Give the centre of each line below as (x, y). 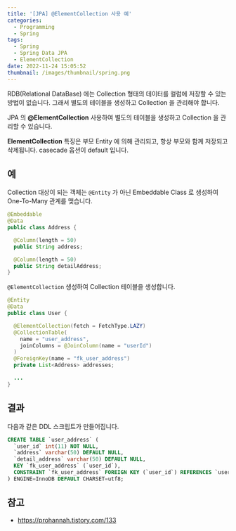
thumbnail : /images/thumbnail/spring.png (69, 72)
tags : (15, 40)
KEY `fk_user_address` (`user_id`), (67, 466)
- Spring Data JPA (41, 53)
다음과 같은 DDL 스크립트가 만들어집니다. (63, 426)
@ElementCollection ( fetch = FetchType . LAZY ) (80, 326)
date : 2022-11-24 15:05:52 (47, 66)
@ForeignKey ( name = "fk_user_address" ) (72, 359)
